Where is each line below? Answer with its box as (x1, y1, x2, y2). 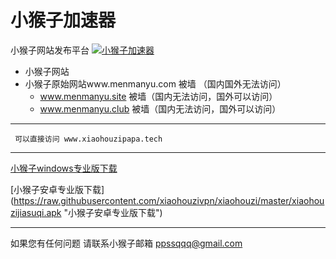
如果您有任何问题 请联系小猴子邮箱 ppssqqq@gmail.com (10, 237, 243, 249)
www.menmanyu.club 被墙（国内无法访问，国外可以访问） (39, 102, 282, 115)
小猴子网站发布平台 (10, 44, 90, 56)
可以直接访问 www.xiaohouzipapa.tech (14, 134, 163, 144)
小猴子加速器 (10, 9, 117, 32)
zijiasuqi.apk (10, 206, 62, 218)
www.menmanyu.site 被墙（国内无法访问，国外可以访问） (39, 90, 278, 102)
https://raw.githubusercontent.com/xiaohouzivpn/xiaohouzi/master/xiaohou (13, 194, 325, 206)
